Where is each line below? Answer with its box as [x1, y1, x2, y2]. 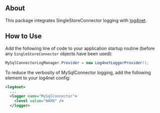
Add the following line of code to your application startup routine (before [5, 45, 155, 51]
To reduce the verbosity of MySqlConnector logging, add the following [5, 69, 151, 75]
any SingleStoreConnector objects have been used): [5, 50, 113, 57]
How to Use [5, 32, 42, 41]
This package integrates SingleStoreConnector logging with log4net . [5, 17, 147, 23]
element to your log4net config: [5, 75, 71, 81]
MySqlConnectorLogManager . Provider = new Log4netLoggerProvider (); [5, 60, 149, 65]
